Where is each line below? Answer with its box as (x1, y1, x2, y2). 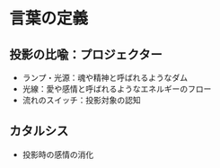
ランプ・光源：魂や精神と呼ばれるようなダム (22, 73, 189, 83)
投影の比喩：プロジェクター (9, 47, 163, 62)
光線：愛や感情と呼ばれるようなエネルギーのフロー (22, 84, 212, 94)
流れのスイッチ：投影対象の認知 (22, 95, 141, 105)
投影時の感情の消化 (22, 149, 94, 160)
